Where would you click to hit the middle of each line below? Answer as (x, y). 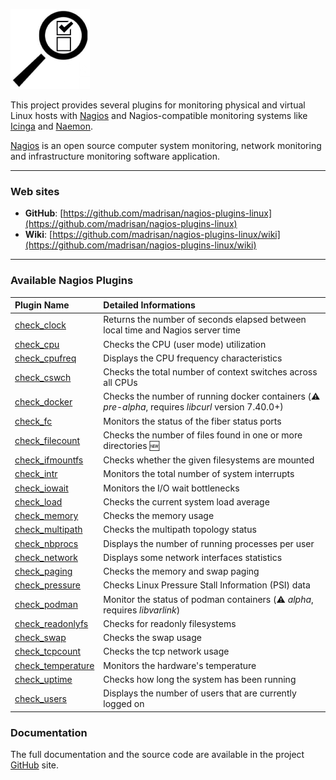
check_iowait (41, 488)
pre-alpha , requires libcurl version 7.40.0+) (193, 407)
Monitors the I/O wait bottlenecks (171, 488)
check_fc (33, 421)
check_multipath (48, 530)
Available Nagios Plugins (72, 281)
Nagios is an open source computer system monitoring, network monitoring (166, 145)
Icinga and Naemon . (52, 126)
